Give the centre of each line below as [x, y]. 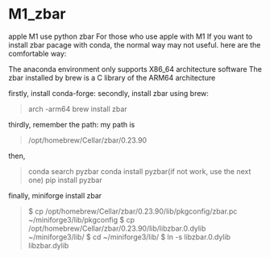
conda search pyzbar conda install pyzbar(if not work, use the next [139, 171]
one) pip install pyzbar [65, 180]
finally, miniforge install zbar [55, 195]
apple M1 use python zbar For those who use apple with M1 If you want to [131, 36]
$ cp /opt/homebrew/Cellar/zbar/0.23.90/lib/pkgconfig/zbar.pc [133, 211]
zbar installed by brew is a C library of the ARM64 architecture [112, 77]
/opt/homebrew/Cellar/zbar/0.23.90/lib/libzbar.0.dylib [117, 228]
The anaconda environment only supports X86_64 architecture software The [135, 69]
